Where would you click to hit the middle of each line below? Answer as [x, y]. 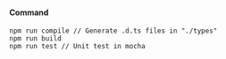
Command [29, 12]
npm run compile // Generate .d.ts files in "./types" [113, 31]
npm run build [36, 39]
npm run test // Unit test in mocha [77, 47]
